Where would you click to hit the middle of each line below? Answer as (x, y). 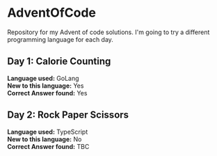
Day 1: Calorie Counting (59, 62)
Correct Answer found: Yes (47, 93)
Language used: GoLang (43, 78)
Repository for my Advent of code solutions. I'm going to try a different (108, 32)
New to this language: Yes (46, 86)
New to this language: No (45, 139)
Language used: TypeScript (48, 132)
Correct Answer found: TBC (48, 146)
